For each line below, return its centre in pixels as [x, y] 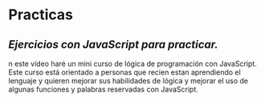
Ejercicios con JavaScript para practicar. [113, 45]
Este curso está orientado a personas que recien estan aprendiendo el [124, 72]
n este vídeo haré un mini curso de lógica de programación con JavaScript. [132, 63]
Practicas [41, 15]
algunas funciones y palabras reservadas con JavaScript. [104, 89]
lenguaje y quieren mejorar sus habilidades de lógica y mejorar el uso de [128, 81]
